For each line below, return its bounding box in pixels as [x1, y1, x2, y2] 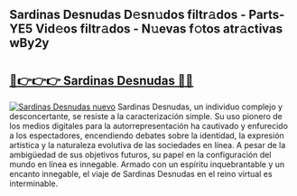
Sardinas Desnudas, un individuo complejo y [116, 101, 283, 112]
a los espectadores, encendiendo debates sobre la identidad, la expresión [9, 130, 284, 141]
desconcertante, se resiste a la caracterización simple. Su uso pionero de [9, 111, 283, 121]
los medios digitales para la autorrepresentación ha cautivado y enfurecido [9, 121, 289, 131]
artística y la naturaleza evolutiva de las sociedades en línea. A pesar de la [9, 140, 286, 150]
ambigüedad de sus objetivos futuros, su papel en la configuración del [9, 149, 272, 160]
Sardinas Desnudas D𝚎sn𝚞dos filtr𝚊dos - [9, 7, 246, 23]
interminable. [9, 178, 59, 189]
